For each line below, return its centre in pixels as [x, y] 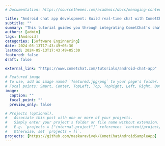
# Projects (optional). [29, 113]
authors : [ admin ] [23, 32]
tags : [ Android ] [22, 37]
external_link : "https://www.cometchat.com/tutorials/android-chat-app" [81, 68]
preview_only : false [30, 104]
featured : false [22, 55]
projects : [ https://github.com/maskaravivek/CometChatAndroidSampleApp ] [81, 136]
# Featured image [23, 77]
